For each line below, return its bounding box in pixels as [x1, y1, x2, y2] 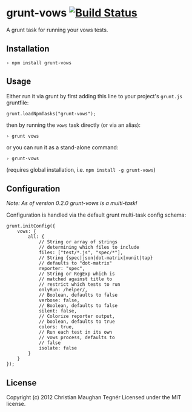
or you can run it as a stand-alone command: [6, 143, 119, 151]
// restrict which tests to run [38, 282, 121, 288]
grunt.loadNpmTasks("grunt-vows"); [6, 110, 96, 117]
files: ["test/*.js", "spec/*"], [38, 249, 123, 256]
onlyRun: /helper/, [38, 287, 88, 293]
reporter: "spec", [38, 266, 85, 272]
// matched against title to [38, 276, 113, 282]
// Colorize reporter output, [38, 313, 115, 320]
